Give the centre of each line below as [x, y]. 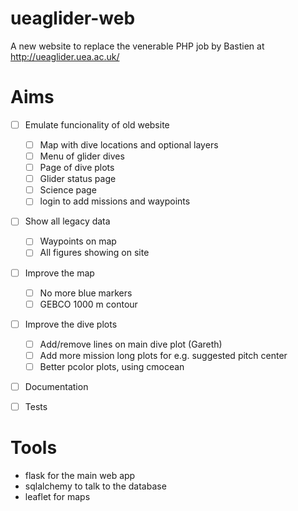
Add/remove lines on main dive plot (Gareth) [131, 344]
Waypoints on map [78, 241]
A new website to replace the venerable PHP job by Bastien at [137, 46]
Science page [68, 190]
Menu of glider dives [82, 156]
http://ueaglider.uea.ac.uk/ [65, 56]
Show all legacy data [67, 221]
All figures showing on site [94, 253]
